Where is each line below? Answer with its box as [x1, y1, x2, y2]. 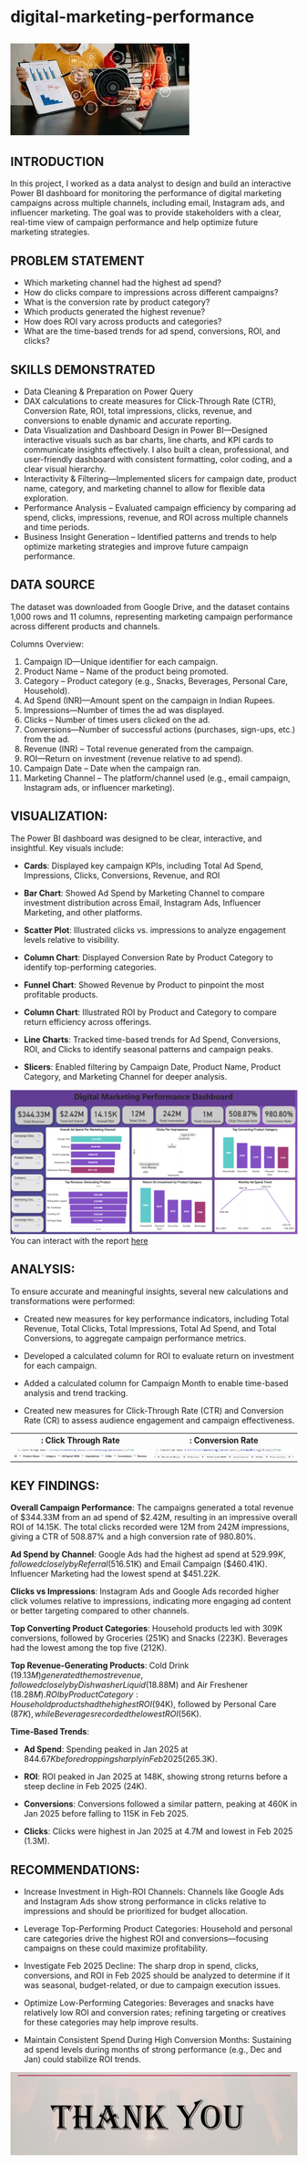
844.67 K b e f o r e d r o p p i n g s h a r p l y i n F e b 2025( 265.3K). [23, 1754, 218, 1765]
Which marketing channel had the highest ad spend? [23, 277, 222, 288]
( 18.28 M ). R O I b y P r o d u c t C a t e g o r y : [10, 1689, 139, 1700]
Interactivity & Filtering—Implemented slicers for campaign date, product [23, 473, 297, 484]
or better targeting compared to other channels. [10, 1605, 189, 1616]
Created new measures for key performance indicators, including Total [23, 1313, 290, 1324]
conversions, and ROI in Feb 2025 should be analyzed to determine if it [23, 1970, 291, 1981]
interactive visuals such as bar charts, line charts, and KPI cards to [23, 435, 274, 446]
